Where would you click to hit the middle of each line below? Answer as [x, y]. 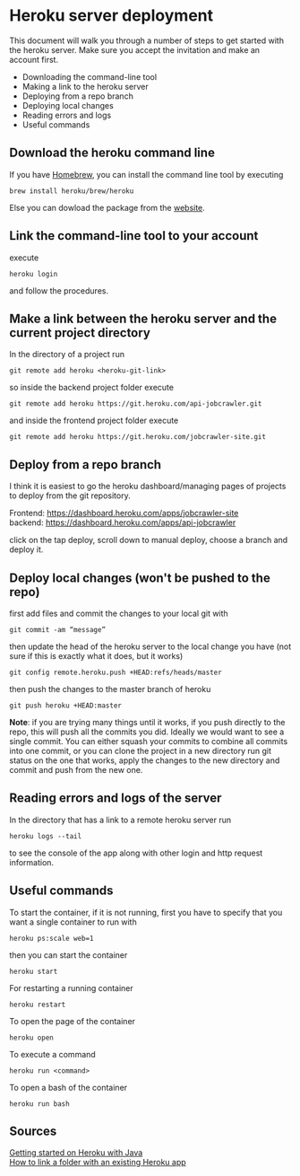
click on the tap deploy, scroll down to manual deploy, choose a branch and [149, 540]
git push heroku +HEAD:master [66, 706]
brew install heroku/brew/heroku [72, 191]
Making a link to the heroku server [86, 86]
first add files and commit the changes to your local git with [119, 613]
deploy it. [26, 549]
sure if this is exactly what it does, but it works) [96, 656]
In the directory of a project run [67, 355]
